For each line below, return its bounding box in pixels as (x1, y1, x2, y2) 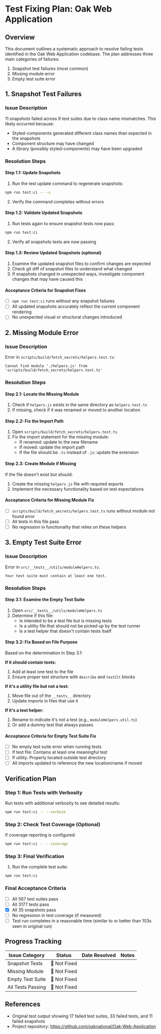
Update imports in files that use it (12, 698, 78, 703)
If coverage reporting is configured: (5, 832, 76, 838)
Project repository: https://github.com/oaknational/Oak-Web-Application (12, 1023, 156, 1029)
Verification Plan (5, 774, 57, 783)
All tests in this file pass (12, 518, 59, 524)
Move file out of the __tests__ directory (12, 693, 91, 699)
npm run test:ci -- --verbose (5, 810, 66, 815)
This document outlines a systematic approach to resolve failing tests (5, 46, 144, 51)
